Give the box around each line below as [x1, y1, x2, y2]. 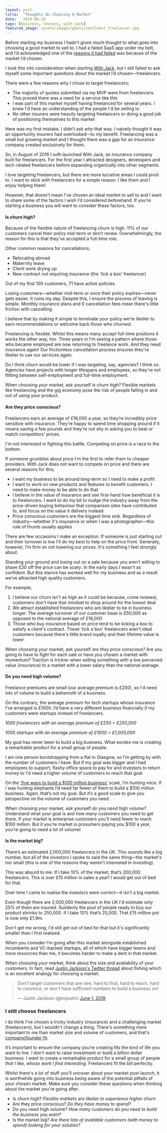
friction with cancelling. [5, 306, 53, 312]
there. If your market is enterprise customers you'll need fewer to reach [5, 816, 152, 822]
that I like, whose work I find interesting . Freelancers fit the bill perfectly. [5, 1061, 154, 1067]
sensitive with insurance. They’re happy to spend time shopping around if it [5, 420, 160, 427]
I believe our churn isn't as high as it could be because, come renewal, [12, 594, 158, 600]
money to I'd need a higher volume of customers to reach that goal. [5, 770, 144, 776]
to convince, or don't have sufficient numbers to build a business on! [17, 985, 159, 991]
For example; [5, 584, 32, 590]
